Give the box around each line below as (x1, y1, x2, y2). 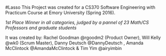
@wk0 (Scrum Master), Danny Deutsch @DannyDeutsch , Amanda (5, 40, 144, 46)
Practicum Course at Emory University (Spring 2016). (5, 10, 116, 16)
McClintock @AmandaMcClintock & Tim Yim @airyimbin (5, 45, 122, 51)
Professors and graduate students (5, 25, 77, 31)
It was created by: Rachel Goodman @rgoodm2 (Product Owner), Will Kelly (5, 35, 161, 40)
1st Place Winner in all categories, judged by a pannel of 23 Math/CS (5, 20, 149, 25)
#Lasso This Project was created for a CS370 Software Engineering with (5, 5, 155, 10)
